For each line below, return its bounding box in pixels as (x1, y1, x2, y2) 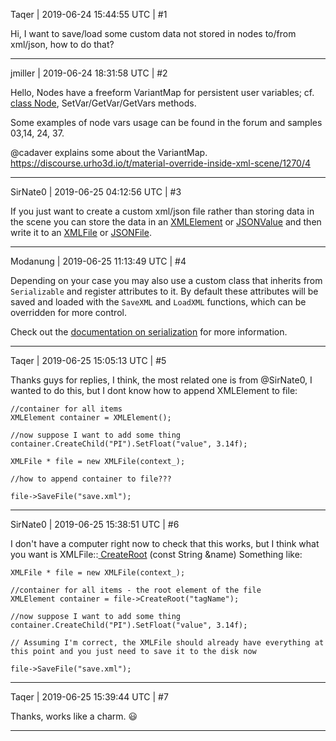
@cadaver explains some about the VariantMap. (10, 147, 208, 158)
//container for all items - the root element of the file (10, 585, 262, 595)
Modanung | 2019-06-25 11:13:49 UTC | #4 (10, 255, 187, 267)
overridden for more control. (10, 307, 127, 318)
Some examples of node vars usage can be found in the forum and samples (10, 117, 323, 128)
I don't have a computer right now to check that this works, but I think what (10, 538, 320, 549)
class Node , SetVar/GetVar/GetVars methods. (10, 97, 197, 109)
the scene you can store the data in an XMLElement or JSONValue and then (10, 216, 322, 228)
